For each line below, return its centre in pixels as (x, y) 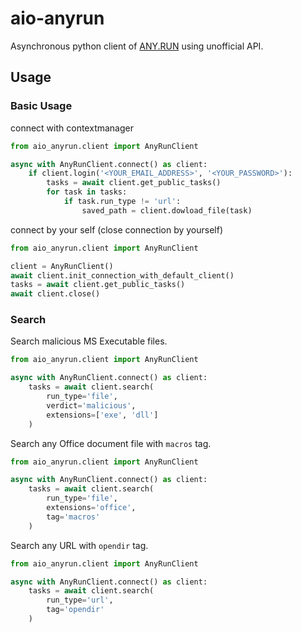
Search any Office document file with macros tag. (111, 443)
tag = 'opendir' (75, 610)
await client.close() (55, 294)
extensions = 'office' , (91, 508)
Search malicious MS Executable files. (89, 341)
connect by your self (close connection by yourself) (117, 229)
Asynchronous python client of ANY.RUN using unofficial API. (137, 46)
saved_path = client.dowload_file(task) (167, 210)
